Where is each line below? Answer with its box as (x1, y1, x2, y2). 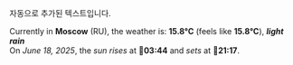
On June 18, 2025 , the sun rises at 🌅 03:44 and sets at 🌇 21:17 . (9, 45, 240, 56)
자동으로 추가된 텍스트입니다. (9, 8, 111, 18)
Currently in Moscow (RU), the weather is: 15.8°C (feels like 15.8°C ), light (9, 26, 284, 36)
